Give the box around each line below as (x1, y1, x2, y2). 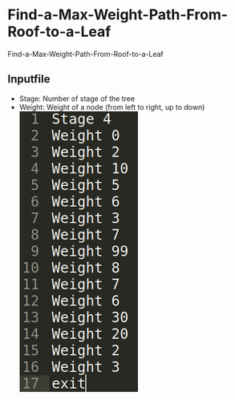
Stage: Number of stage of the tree (18, 94, 136, 103)
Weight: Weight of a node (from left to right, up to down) (18, 102, 205, 111)
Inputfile (7, 72, 51, 86)
